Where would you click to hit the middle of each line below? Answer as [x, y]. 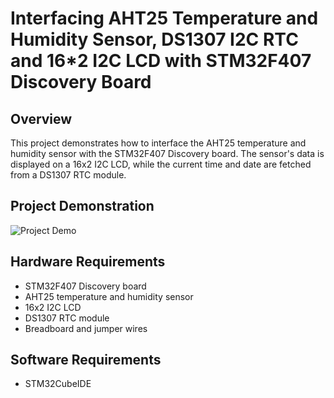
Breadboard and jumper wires [86, 328]
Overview [41, 118]
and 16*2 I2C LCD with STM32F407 [161, 61]
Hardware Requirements [88, 262]
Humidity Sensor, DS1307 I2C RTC [154, 39]
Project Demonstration [82, 206]
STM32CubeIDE [58, 384]
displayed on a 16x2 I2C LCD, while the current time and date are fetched [161, 164]
